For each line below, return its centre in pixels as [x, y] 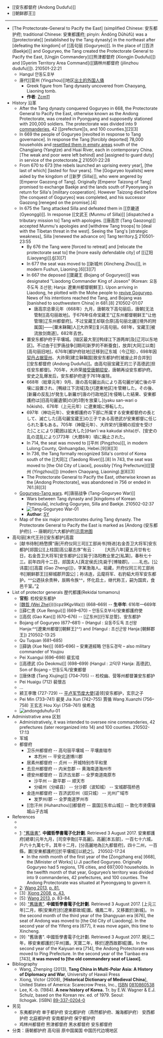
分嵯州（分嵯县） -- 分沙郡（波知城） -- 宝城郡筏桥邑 [87, 787]
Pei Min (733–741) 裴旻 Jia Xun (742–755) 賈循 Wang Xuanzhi [81, 699]
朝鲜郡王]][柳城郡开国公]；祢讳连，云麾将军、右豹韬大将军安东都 [91, 574]
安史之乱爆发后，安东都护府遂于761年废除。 [70, 376]
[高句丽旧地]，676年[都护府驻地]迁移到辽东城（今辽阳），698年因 [91, 352]
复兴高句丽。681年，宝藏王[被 [125, 327]
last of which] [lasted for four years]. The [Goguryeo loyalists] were [87, 170]
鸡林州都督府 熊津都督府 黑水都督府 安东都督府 [66, 1024]
